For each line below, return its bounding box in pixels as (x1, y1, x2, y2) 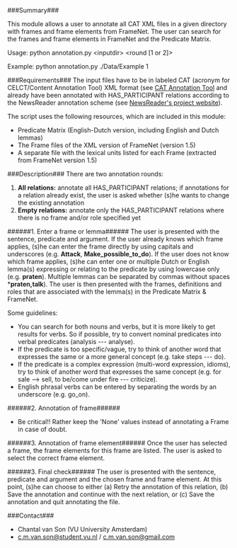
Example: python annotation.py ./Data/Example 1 (7, 62, 149, 70)
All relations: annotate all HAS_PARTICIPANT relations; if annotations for (17, 183, 230, 192)
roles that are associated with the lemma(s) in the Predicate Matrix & (7, 287, 207, 296)
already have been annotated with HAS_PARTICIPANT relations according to (7, 91, 230, 99)
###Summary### (7, 6, 59, 14)
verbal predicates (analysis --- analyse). (17, 338, 136, 346)
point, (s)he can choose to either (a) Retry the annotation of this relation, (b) (7, 483, 229, 491)
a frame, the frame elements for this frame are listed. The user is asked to (7, 446, 222, 455)
